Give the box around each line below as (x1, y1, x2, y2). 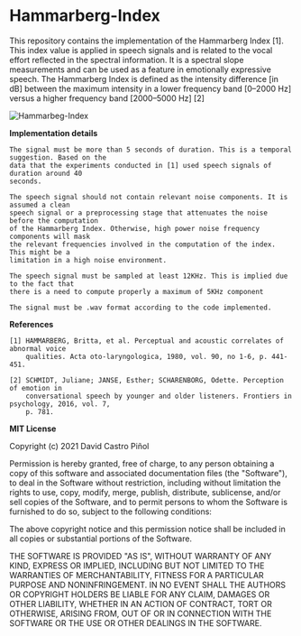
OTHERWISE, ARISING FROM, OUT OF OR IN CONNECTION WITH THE (9, 608, 272, 619)
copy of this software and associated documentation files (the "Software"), (9, 467, 288, 478)
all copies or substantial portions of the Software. (9, 533, 192, 544)
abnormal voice (9, 344, 67, 353)
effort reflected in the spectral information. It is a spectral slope (9, 54, 244, 65)
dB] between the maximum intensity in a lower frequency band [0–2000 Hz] (9, 83, 292, 94)
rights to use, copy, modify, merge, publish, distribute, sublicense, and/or (9, 486, 281, 497)
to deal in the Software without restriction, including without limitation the (9, 477, 281, 488)
